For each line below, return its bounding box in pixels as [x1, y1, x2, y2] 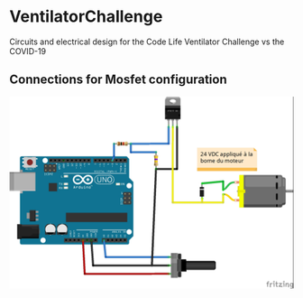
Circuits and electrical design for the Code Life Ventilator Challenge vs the [9, 36, 285, 47]
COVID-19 [9, 45, 47, 56]
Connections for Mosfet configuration [9, 72, 227, 88]
